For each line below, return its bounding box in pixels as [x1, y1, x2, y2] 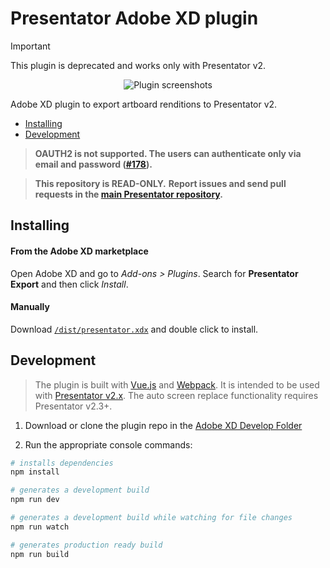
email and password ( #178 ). [34, 158, 153, 170]
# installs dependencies [10, 458, 114, 468]
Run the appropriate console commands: [24, 438, 193, 451]
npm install [10, 467, 60, 477]
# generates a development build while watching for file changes [10, 513, 293, 523]
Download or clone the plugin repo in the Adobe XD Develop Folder [24, 419, 303, 431]
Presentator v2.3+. [34, 400, 113, 412]
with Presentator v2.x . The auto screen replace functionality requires [34, 389, 319, 401]
